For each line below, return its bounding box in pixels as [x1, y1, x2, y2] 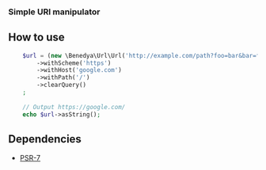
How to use [8, 31, 65, 44]
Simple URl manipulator [8, 6, 101, 17]
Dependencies [8, 133, 82, 145]
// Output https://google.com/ [22, 103, 126, 111]
